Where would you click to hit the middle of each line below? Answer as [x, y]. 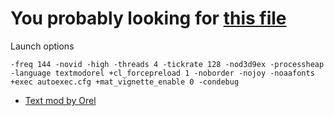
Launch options [42, 46]
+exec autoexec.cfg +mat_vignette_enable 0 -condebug [125, 82]
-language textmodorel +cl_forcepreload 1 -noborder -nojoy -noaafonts [162, 73]
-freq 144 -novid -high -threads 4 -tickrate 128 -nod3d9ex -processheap [167, 64]
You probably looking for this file [148, 18]
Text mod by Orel [60, 100]
